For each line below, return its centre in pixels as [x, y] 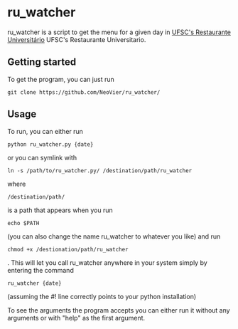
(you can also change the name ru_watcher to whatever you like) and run [114, 236]
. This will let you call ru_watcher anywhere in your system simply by [107, 262]
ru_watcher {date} [34, 283]
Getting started [42, 62]
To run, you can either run [45, 131]
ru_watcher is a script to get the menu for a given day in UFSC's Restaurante [119, 32]
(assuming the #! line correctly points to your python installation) [102, 296]
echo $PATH [23, 223]
